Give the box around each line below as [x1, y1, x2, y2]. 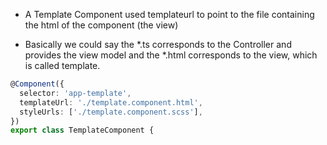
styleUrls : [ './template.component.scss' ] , [19, 107, 203, 117]
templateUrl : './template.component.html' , [19, 97, 203, 108]
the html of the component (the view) [24, 19, 179, 31]
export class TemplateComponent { [10, 125, 155, 136]
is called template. [24, 60, 101, 71]
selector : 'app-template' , [19, 88, 132, 98]
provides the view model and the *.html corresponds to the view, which [24, 49, 318, 61]
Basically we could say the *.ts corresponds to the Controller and [24, 39, 292, 50]
